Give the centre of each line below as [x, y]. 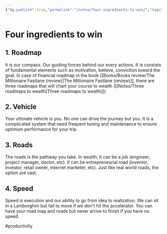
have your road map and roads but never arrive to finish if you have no [77, 211]
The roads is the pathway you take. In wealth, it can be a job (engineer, [78, 157]
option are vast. [21, 173]
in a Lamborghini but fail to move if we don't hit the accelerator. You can [79, 206]
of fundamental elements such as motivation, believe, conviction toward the [83, 70]
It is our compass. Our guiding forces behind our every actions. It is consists [83, 65]
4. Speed [19, 188]
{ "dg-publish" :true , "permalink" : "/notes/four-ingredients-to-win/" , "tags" [84, 10]
